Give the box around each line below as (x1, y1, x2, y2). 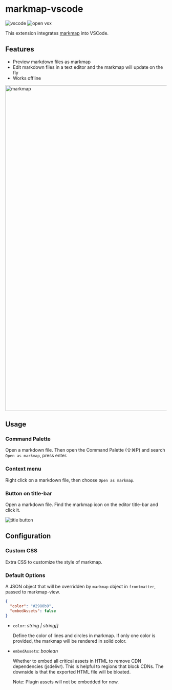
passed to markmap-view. (5, 589, 60, 595)
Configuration (5, 532, 51, 540)
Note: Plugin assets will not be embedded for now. (12, 679, 119, 685)
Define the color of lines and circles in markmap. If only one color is (12, 632, 156, 639)
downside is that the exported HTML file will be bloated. (12, 668, 131, 675)
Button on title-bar (5, 490, 52, 497)
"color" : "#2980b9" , (10, 603, 54, 609)
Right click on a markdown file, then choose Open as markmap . (5, 477, 135, 483)
